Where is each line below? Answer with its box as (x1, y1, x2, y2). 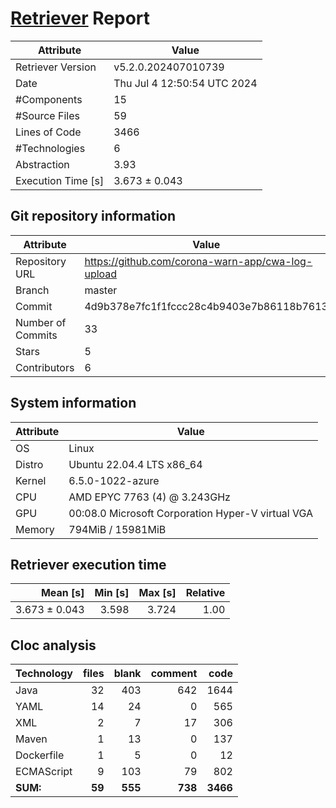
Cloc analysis (10, 637, 97, 654)
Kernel (15, 473, 47, 487)
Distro (15, 457, 44, 471)
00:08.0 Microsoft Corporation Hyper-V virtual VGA (68, 506, 314, 520)
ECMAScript (15, 765, 73, 779)
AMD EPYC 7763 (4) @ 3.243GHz (68, 490, 231, 504)
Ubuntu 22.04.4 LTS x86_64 (68, 457, 203, 471)
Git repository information (10, 208, 177, 225)
